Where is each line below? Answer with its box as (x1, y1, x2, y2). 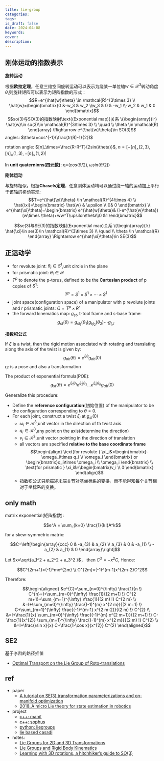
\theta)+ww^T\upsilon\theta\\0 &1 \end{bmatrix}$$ (41, 212, 143, 218)
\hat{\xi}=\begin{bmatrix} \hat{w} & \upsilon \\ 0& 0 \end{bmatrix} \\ (14, 202, 151, 208)
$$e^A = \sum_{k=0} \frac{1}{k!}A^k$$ (43, 522, 121, 528)
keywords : (5, 30, 25, 35)
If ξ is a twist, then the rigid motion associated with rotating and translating (5, 341, 156, 347)
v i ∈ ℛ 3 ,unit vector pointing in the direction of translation (19, 434, 136, 442)
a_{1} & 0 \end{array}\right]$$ (60, 547, 120, 553)
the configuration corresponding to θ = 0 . (12, 408, 96, 414)
